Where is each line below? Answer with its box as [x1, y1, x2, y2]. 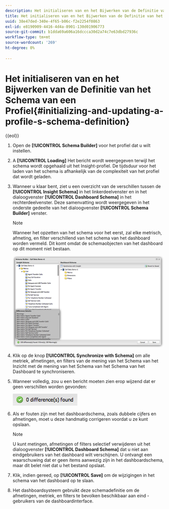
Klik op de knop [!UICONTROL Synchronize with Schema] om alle [12, 352, 150, 358]
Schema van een [5, 94, 76, 106]
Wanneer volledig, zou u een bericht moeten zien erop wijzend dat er [12, 378, 156, 384]
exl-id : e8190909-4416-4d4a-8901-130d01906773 [5, 24, 105, 29]
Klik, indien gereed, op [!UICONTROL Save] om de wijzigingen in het [12, 472, 155, 478]
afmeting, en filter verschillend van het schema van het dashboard [12, 235, 150, 241]
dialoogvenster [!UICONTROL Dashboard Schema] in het [12, 194, 132, 200]
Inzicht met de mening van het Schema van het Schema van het [12, 363, 145, 369]
